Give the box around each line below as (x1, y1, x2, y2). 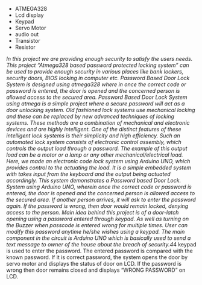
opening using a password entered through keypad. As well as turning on (6, 215, 189, 222)
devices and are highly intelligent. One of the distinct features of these (6, 126, 181, 133)
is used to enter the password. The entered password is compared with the (6, 247, 193, 254)
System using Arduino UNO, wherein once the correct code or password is (6, 183, 192, 190)
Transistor (14, 37, 40, 44)
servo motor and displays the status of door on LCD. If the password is (6, 260, 182, 267)
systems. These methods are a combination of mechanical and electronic (6, 119, 190, 126)
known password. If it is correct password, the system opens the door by (6, 254, 188, 261)
